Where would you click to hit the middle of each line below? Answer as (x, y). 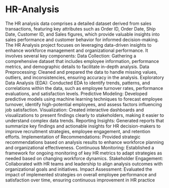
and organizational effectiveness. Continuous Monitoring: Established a (80, 147)
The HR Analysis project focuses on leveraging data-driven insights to (78, 45)
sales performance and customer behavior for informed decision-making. (82, 40)
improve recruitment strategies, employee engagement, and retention (78, 131)
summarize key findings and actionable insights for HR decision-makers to (83, 126)
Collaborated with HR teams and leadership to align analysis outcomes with (84, 164)
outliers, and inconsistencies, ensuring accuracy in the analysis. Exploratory (85, 77)
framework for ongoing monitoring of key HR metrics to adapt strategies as (84, 153)
